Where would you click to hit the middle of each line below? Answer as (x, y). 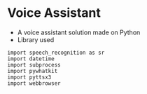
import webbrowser (34, 83)
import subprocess (34, 65)
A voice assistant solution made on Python (79, 32)
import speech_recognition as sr (56, 53)
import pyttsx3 (29, 77)
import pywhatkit (33, 71)
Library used (36, 39)
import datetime (31, 59)
